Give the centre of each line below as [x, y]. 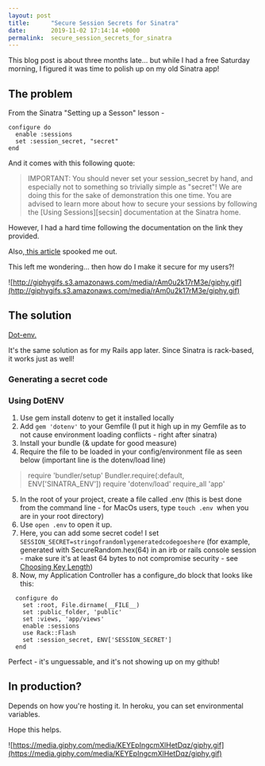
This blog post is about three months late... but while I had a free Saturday [129, 60]
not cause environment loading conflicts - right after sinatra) [118, 435]
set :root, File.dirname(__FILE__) [81, 605]
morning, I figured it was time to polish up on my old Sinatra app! [114, 69]
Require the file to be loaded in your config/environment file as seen [131, 452]
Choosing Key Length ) [56, 567]
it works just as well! [41, 358]
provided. [24, 236]
